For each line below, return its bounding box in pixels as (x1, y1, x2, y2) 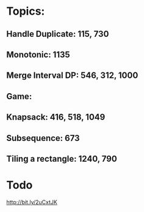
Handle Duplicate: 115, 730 (6, 29, 109, 39)
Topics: (6, 4, 45, 18)
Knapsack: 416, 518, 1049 (6, 112, 106, 123)
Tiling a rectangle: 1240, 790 (6, 153, 117, 164)
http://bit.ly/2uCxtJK (6, 198, 58, 206)
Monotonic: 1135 (6, 49, 70, 59)
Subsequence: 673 (6, 133, 81, 143)
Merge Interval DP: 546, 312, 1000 (6, 70, 139, 81)
